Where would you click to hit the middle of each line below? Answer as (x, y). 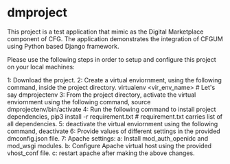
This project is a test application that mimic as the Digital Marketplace (105, 32)
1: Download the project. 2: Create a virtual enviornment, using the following (114, 80)
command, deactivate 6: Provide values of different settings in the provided (114, 131)
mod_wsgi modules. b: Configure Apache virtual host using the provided (109, 145)
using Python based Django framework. (63, 46)
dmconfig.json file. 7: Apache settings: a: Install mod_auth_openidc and (108, 138)
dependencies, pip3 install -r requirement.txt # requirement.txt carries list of (115, 116)
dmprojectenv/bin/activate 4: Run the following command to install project (112, 109)
